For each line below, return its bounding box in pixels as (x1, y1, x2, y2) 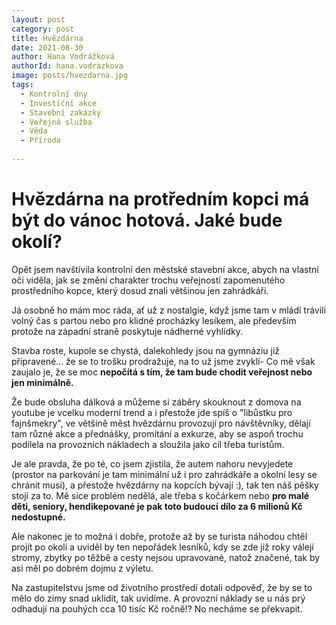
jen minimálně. (11, 376, 74, 388)
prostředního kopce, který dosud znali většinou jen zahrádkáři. (11, 284, 269, 296)
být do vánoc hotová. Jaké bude (11, 209, 283, 232)
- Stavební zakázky (20, 107, 102, 118)
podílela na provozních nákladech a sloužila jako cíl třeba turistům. (11, 438, 285, 450)
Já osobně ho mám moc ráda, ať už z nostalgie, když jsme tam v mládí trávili (11, 304, 326, 316)
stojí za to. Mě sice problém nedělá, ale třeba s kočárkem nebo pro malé (11, 489, 310, 501)
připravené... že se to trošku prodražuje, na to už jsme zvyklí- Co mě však (11, 355, 316, 367)
